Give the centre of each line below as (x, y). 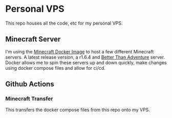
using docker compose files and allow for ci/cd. (56, 68)
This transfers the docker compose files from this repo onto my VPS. (78, 110)
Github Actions (30, 84)
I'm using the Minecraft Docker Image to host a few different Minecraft (80, 51)
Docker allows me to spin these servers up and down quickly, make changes (86, 63)
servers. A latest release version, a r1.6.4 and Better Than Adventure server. (85, 57)
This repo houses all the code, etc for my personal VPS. (64, 23)
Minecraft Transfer (29, 99)
